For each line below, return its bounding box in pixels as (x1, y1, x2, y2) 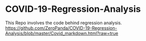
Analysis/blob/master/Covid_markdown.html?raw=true (5, 30, 118, 36)
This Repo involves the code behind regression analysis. (5, 20, 122, 26)
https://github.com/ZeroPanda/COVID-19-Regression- (5, 25, 117, 31)
